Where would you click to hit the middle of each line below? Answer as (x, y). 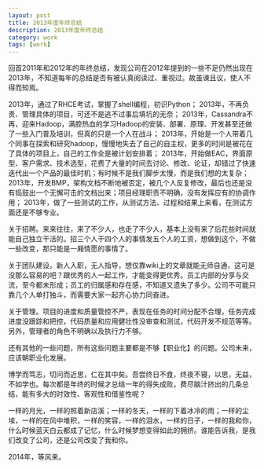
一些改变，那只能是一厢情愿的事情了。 (70, 249)
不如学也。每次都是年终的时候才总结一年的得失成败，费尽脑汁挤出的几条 (125, 384)
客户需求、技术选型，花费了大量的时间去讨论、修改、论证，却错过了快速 (139, 163)
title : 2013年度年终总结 (45, 23)
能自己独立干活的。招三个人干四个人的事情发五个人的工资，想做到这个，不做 (132, 239)
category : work (33, 37)
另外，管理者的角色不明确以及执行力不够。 (77, 332)
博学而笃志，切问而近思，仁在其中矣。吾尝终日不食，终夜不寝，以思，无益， (132, 375)
